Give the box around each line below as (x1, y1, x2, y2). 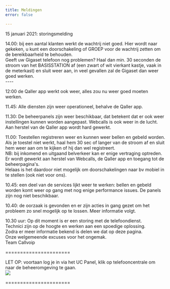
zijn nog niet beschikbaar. (5, 192, 60, 198)
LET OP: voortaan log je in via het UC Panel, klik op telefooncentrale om (5, 259, 156, 265)
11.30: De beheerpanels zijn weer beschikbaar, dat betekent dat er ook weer (5, 113, 164, 120)
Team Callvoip (5, 239, 36, 245)
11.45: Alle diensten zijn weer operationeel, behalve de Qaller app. (5, 103, 144, 109)
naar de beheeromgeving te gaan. (5, 264, 76, 270)
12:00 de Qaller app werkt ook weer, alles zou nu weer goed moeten (5, 88, 149, 94)
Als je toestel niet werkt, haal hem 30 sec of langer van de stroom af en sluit (5, 139, 165, 146)
